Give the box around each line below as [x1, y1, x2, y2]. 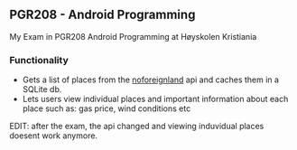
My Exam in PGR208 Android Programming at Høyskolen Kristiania [9, 31, 257, 42]
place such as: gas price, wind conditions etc [22, 103, 191, 114]
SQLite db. [22, 84, 62, 95]
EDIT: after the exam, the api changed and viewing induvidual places [9, 121, 265, 132]
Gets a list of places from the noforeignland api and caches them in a [22, 74, 280, 85]
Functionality [9, 53, 70, 66]
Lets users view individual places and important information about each [22, 94, 289, 105]
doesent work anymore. [9, 130, 97, 141]
